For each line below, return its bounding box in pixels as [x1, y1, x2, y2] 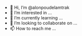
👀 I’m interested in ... [9, 10, 52, 16]
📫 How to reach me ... [9, 26, 56, 31]
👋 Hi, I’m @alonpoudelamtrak [9, 5, 70, 10]
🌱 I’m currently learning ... [9, 15, 63, 20]
